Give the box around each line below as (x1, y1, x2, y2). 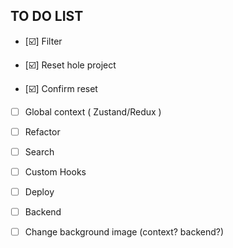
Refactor (24, 125, 61, 138)
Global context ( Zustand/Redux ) (24, 105, 162, 118)
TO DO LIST (10, 8, 84, 25)
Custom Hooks (24, 166, 87, 178)
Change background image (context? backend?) (24, 226, 225, 238)
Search (24, 145, 55, 158)
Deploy (24, 186, 55, 198)
